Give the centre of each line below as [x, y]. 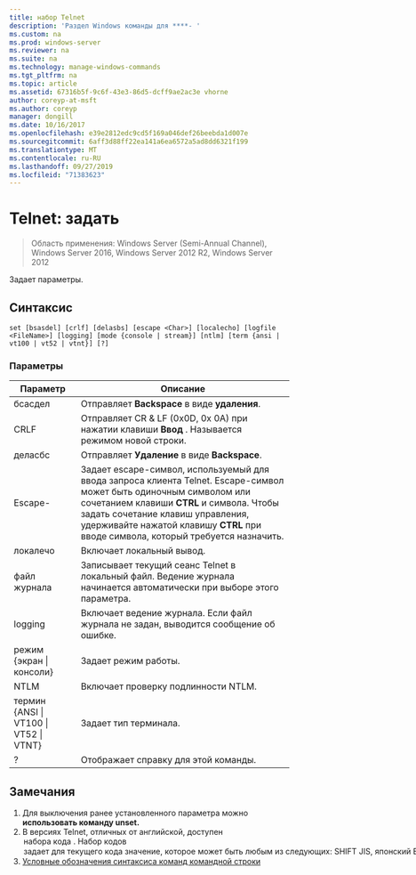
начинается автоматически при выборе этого [180, 587]
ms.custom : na [36, 34]
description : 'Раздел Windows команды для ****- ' [105, 26]
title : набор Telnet [48, 17]
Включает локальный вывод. [143, 551]
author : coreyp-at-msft [53, 100]
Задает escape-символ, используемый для [175, 470]
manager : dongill [41, 117]
